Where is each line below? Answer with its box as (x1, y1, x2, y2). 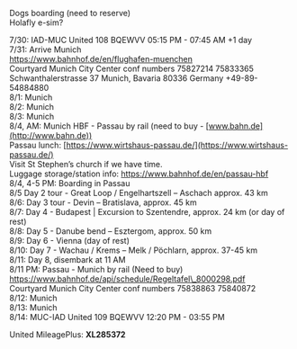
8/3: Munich (9, 112, 55, 121)
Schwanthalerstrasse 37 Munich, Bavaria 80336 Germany (9, 73, 224, 84)
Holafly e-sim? (9, 17, 64, 28)
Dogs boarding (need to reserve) (9, 8, 131, 18)
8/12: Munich (9, 292, 58, 303)
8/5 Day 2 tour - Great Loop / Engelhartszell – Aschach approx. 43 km (9, 188, 268, 198)
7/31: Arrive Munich (9, 44, 82, 55)
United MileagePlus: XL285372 (9, 329, 126, 340)
